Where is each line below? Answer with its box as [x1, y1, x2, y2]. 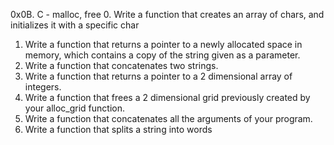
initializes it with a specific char [10, 19, 140, 31]
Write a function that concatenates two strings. [24, 60, 219, 71]
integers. [24, 81, 62, 93]
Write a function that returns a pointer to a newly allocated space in [24, 39, 303, 50]
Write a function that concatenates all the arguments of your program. [24, 113, 313, 124]
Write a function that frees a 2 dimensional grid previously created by [24, 92, 311, 103]
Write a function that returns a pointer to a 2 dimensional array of [24, 70, 293, 82]
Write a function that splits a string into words [24, 124, 213, 135]
